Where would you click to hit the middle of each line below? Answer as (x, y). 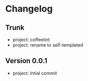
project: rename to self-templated (48, 45)
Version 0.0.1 (26, 61)
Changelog (29, 9)
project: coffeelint (31, 39)
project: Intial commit (35, 73)
